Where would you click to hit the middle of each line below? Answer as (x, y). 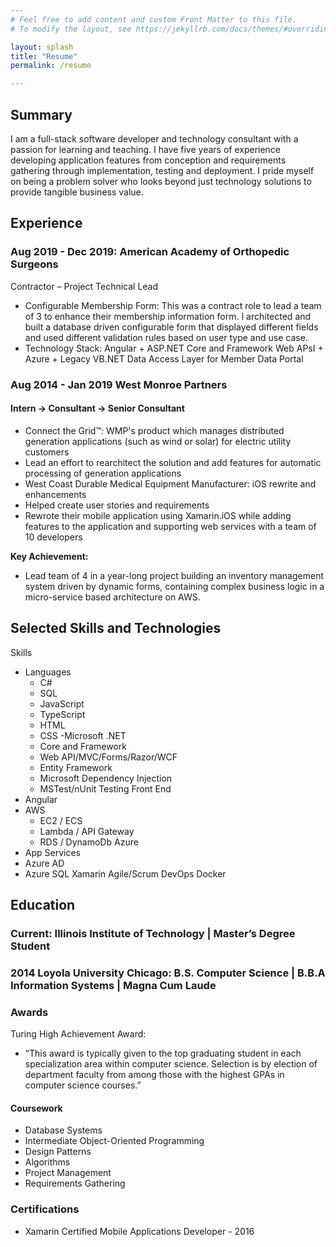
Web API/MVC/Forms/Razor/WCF (108, 757)
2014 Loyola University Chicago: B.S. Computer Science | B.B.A (168, 973)
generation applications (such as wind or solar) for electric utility (158, 441)
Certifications (45, 1209)
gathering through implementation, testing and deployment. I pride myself (162, 170)
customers (47, 452)
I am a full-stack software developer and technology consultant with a (154, 138)
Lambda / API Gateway (87, 831)
